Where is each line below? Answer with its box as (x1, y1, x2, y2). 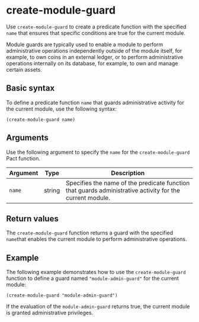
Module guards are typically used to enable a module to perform (6, 41, 163, 48)
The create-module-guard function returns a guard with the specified (6, 229, 174, 237)
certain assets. (6, 66, 43, 73)
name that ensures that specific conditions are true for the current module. (6, 29, 185, 36)
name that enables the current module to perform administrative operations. (6, 236, 188, 243)
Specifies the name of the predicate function (66, 179, 190, 187)
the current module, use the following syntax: (6, 105, 117, 112)
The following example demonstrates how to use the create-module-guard (6, 269, 186, 276)
